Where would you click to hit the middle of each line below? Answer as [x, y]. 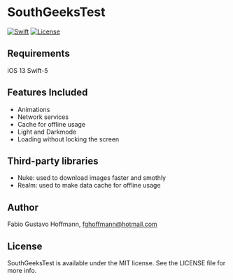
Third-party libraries [53, 161]
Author [23, 207]
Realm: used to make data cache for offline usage [89, 185]
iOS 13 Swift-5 [28, 70]
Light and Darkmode [47, 132]
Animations [34, 109]
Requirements [38, 54]
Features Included [48, 93]
